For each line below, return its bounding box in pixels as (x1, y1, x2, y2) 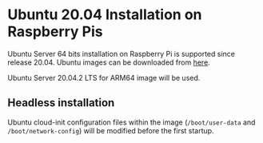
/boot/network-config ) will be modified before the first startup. (7, 125, 214, 135)
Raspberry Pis (7, 22, 103, 41)
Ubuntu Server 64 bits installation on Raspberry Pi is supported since (7, 49, 236, 58)
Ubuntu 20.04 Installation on (7, 6, 202, 24)
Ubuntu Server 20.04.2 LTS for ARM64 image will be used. (7, 73, 201, 82)
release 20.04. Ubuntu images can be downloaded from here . (7, 58, 211, 67)
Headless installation (7, 96, 115, 109)
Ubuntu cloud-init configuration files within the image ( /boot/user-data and (7, 117, 256, 127)
